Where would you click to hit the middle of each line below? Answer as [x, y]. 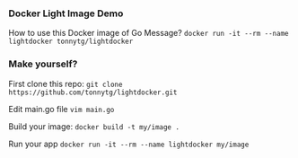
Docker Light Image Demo [66, 13]
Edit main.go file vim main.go [61, 109]
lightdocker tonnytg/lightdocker [71, 42]
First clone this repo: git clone [66, 83]
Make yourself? [43, 64]
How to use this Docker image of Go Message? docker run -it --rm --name [149, 33]
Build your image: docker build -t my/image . [94, 126]
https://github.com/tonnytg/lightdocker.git [93, 92]
